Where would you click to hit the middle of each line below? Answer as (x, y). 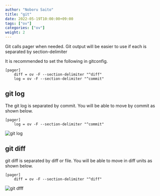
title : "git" (18, 14)
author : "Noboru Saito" (29, 10)
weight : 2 (15, 32)
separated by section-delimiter (36, 52)
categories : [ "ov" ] (25, 28)
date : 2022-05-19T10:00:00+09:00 (39, 19)
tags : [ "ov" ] (18, 23)
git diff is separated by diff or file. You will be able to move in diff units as (79, 161)
